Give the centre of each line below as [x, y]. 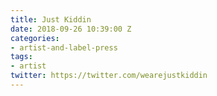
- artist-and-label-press [64, 47]
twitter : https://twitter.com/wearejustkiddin [109, 76]
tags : [21, 57]
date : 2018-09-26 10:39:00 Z [71, 29]
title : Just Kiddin [51, 19]
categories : [35, 38]
